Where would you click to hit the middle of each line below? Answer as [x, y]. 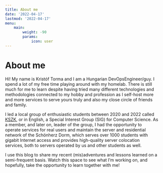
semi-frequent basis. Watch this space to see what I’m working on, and [76, 160]
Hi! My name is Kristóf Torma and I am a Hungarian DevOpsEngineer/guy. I [80, 79]
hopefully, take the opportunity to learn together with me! [63, 165]
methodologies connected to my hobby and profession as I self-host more [79, 94]
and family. [16, 105]
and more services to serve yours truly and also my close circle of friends [79, 99]
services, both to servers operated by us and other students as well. [73, 145]
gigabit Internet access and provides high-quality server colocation [72, 140]
